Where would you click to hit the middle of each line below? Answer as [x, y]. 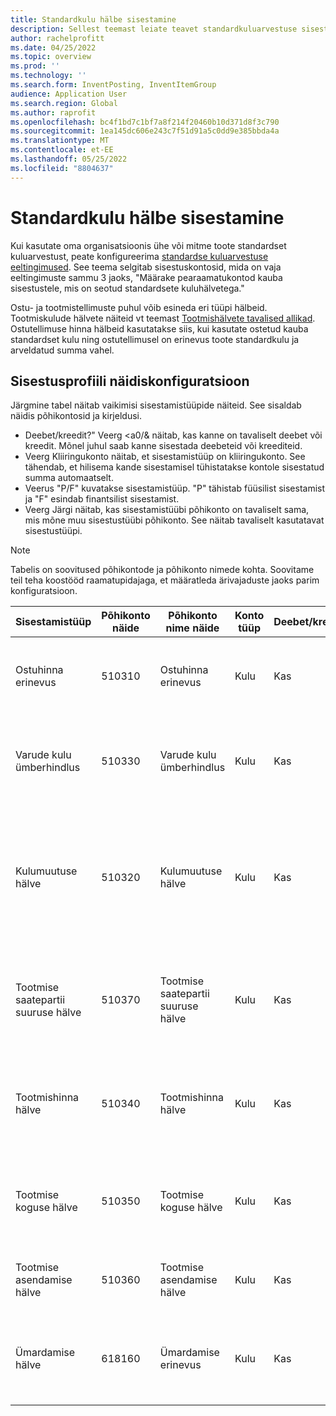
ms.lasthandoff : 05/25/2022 [69, 159]
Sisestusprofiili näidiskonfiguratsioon [130, 381]
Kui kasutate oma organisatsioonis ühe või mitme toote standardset [148, 245]
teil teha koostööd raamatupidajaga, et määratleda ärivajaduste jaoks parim [165, 580]
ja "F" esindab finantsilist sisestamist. [102, 499]
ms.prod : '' [35, 66]
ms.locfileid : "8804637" [62, 168]
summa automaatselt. [69, 478]
